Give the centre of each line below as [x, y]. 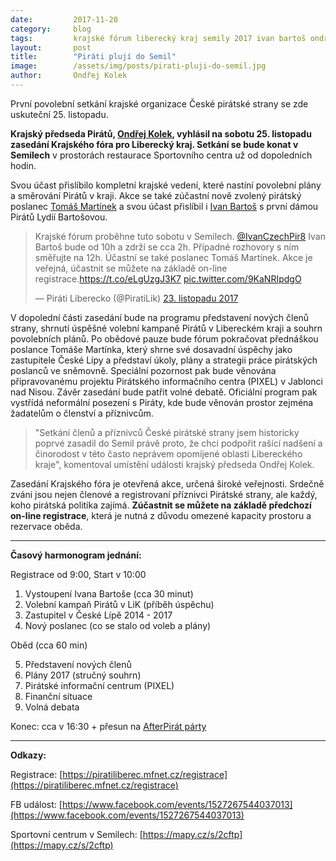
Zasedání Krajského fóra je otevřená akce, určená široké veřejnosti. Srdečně [167, 483]
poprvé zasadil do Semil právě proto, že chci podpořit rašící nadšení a [178, 443]
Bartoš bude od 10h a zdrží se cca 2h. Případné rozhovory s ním [167, 247]
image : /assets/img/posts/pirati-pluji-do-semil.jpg [138, 66]
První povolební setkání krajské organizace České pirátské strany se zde [159, 103]
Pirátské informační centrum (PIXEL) [99, 685]
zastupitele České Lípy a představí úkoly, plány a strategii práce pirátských [164, 360]
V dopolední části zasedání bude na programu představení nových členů [160, 317]
